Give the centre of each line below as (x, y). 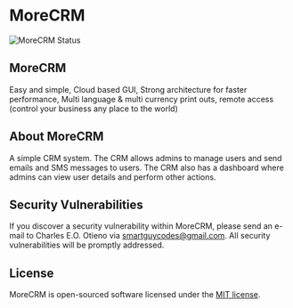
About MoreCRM (57, 137)
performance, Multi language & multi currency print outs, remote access (142, 99)
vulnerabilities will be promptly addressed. (87, 245)
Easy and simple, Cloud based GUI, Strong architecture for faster (128, 89)
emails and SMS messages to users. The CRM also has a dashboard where (147, 167)
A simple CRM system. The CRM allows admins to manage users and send (146, 158)
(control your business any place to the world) (94, 109)
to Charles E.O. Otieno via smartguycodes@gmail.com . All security (148, 236)
